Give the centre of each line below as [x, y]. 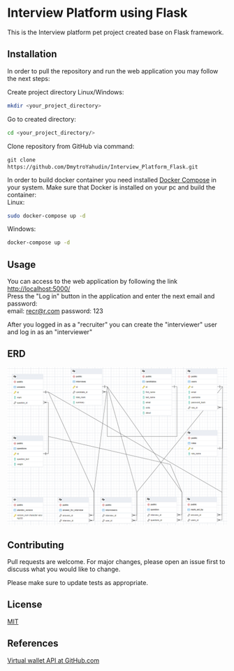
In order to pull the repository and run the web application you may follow [113, 71]
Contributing [36, 545]
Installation [32, 54]
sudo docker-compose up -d [46, 216]
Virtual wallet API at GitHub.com [53, 660]
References [33, 643]
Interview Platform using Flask [97, 13]
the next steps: [29, 78]
